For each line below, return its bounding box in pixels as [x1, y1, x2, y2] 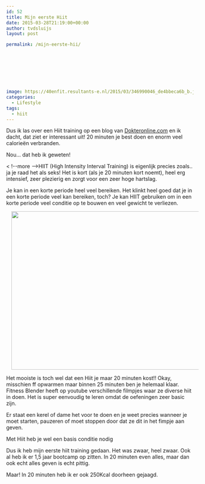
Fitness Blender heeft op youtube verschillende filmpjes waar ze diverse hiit [6, 387, 192, 394]
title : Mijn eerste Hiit [6, 14, 68, 20]
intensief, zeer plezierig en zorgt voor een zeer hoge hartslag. [6, 175, 157, 183]
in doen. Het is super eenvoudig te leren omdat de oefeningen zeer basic [6, 394, 185, 401]
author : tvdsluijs [6, 25, 52, 32]
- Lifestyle [11, 99, 42, 106]
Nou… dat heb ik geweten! [6, 151, 71, 158]
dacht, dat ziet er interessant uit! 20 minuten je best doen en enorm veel [6, 133, 183, 140]
